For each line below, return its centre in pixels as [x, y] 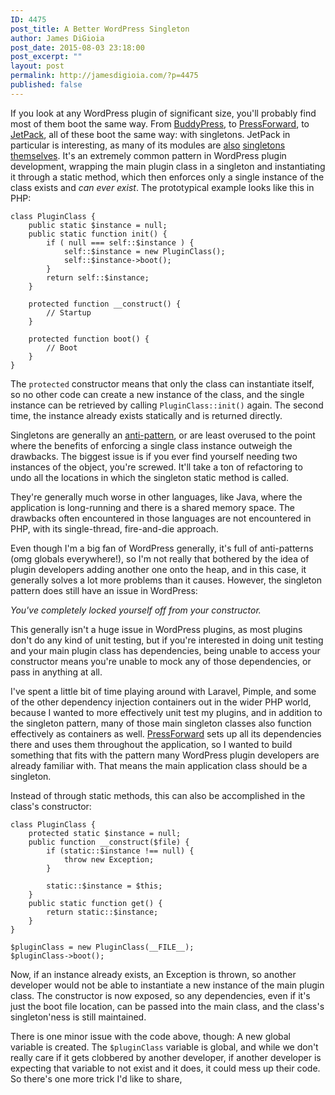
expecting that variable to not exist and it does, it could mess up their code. [165, 1068]
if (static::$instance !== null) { [120, 851]
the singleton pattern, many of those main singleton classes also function [161, 723]
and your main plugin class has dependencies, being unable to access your [165, 650]
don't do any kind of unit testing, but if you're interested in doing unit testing [167, 640]
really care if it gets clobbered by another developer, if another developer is [166, 1057]
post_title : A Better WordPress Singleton [100, 29]
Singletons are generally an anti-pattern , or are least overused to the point [163, 435]
